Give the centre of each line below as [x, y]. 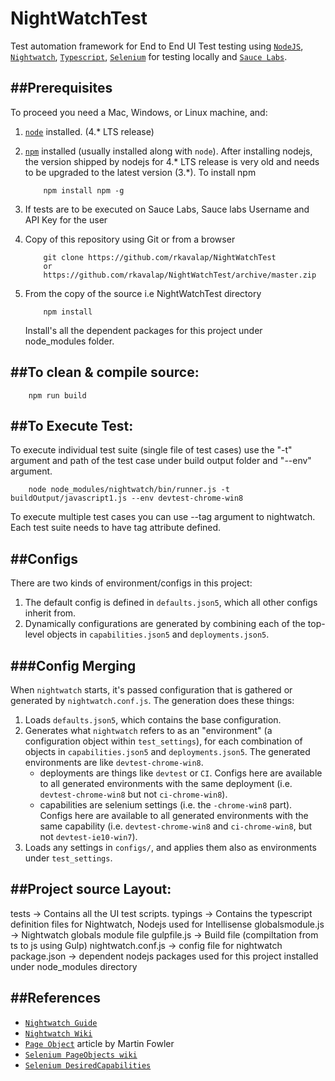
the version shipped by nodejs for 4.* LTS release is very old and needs [172, 161]
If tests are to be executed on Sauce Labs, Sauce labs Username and [167, 209]
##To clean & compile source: [105, 372]
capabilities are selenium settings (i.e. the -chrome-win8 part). [166, 805]
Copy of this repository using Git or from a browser [130, 239]
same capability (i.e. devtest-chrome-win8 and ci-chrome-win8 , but [176, 826]
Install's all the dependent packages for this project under [143, 330]
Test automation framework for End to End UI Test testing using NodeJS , [157, 46]
